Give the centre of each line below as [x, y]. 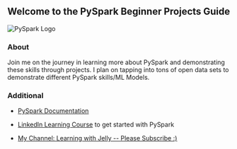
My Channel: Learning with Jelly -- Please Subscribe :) [97, 138]
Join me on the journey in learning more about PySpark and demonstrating [116, 62]
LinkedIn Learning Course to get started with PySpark [96, 125]
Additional [25, 96]
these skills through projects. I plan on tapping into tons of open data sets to [118, 70]
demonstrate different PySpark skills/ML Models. [79, 78]
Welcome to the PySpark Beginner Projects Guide [119, 12]
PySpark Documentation [53, 111]
